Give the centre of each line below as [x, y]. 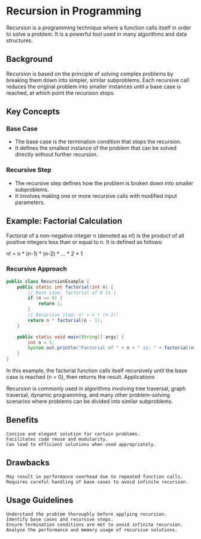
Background [29, 59]
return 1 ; [50, 304]
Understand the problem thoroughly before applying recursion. [87, 514]
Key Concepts [33, 112]
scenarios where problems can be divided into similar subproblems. [90, 401]
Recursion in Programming [74, 11]
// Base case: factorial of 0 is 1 [72, 293]
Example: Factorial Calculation [64, 221]
